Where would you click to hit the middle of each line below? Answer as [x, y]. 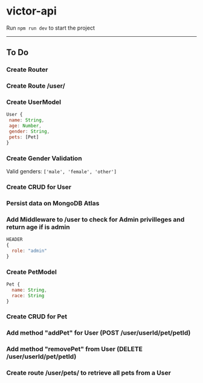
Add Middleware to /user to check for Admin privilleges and [95, 219]
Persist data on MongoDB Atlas [53, 203]
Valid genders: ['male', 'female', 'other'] [61, 172]
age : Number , [25, 126]
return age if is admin [38, 227]
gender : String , [29, 132]
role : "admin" [29, 251]
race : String [28, 295]
